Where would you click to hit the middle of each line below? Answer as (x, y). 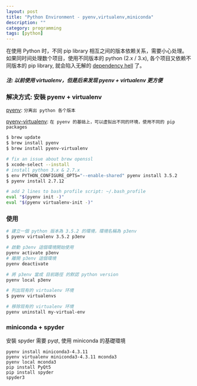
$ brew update (24, 138)
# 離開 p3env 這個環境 (31, 258)
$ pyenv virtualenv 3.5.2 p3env (46, 237)
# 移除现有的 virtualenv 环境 (40, 307)
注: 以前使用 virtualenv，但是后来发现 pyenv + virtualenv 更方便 (84, 80)
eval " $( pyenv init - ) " (35, 197)
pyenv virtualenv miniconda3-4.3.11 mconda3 (61, 357)
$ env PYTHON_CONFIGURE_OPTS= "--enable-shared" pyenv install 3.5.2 (92, 175)
